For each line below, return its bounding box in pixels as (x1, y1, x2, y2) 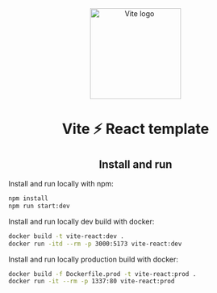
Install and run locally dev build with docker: (8, 216, 155, 226)
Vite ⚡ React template (61, 120, 210, 138)
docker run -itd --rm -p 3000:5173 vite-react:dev (8, 240, 182, 248)
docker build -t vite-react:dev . (8, 232, 125, 241)
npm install (8, 195, 48, 203)
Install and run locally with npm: (8, 179, 115, 188)
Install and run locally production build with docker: (8, 254, 179, 264)
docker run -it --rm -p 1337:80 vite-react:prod (8, 278, 175, 286)
